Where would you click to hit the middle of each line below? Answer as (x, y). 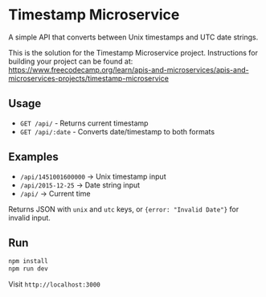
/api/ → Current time (55, 193)
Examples (33, 157)
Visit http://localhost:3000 (54, 284)
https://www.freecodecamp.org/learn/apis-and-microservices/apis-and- (129, 69)
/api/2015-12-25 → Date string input (80, 185)
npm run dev (28, 269)
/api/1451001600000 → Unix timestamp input (93, 176)
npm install (28, 262)
